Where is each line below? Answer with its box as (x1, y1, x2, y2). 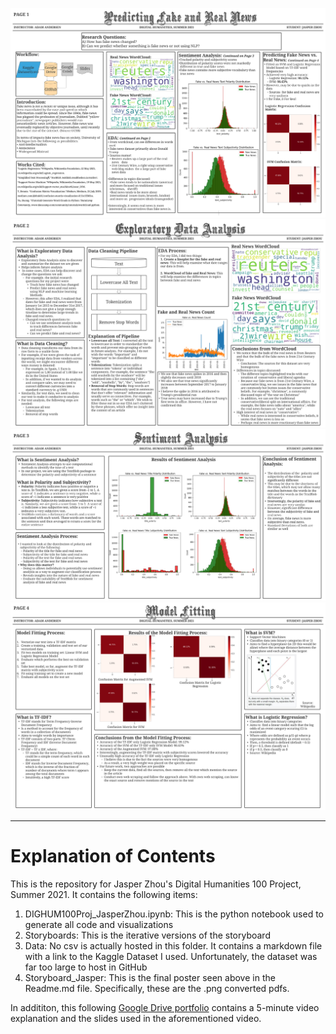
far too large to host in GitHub (24, 961, 148, 973)
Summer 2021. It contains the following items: (10, 888, 198, 900)
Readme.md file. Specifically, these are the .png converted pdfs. (24, 982, 290, 994)
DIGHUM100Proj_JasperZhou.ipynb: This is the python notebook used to (24, 908, 324, 920)
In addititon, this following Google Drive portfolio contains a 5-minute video (10, 1001, 320, 1013)
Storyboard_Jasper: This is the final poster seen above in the (24, 971, 276, 983)
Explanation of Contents (10, 844, 216, 867)
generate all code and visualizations (24, 918, 174, 930)
